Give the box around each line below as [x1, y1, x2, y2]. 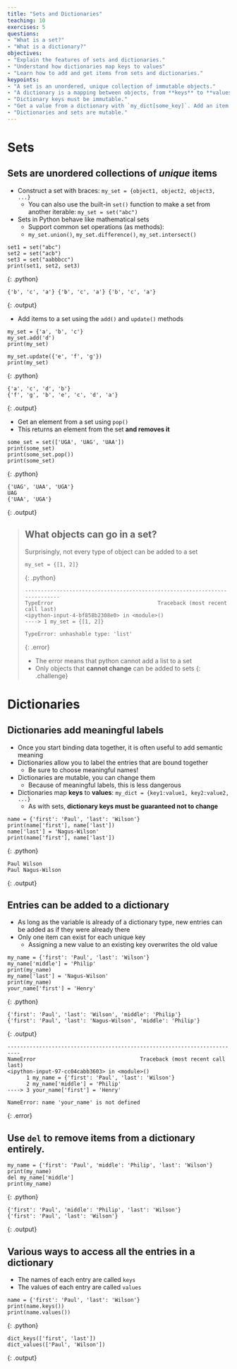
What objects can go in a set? [24, 528, 157, 541]
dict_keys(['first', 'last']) [7, 1335, 97, 1342]
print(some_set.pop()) [7, 450, 74, 458]
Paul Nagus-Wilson [7, 866, 61, 873]
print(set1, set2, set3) [7, 262, 80, 269]
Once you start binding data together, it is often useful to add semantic [17, 743, 224, 752]
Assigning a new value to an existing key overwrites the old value [28, 940, 218, 949]
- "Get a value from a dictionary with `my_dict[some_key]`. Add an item [7, 103, 229, 110]
